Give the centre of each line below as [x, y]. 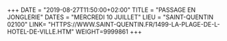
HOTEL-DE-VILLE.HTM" [40, 31]
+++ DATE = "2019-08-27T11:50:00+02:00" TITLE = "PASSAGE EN [101, 10]
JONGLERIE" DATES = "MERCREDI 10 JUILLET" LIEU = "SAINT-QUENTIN [110, 17]
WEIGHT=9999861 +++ [108, 31]
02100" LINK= [27, 24]
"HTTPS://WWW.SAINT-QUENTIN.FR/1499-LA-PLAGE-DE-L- [134, 24]
